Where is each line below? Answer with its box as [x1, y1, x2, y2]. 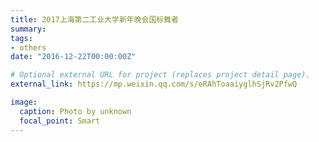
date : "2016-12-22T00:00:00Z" [10, 52, 137, 62]
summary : [10, 24, 47, 34]
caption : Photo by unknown [19, 106, 132, 116]
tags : [10, 33, 33, 43]
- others [10, 42, 47, 53]
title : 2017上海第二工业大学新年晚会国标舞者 [10, 14, 180, 25]
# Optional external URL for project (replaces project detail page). [10, 70, 311, 80]
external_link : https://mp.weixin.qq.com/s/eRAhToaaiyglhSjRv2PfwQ [10, 79, 298, 90]
